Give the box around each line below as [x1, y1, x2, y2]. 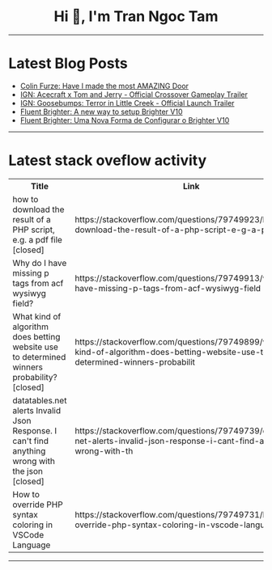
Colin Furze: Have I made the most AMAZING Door [19, 81, 189, 91]
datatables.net [12, 395, 67, 406]
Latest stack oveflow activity [8, 151, 207, 170]
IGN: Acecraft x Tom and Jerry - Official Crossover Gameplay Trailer [19, 89, 249, 99]
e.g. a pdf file [12, 234, 63, 245]
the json [12, 465, 43, 476]
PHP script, [12, 224, 55, 235]
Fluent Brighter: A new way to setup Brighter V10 [19, 107, 183, 116]
